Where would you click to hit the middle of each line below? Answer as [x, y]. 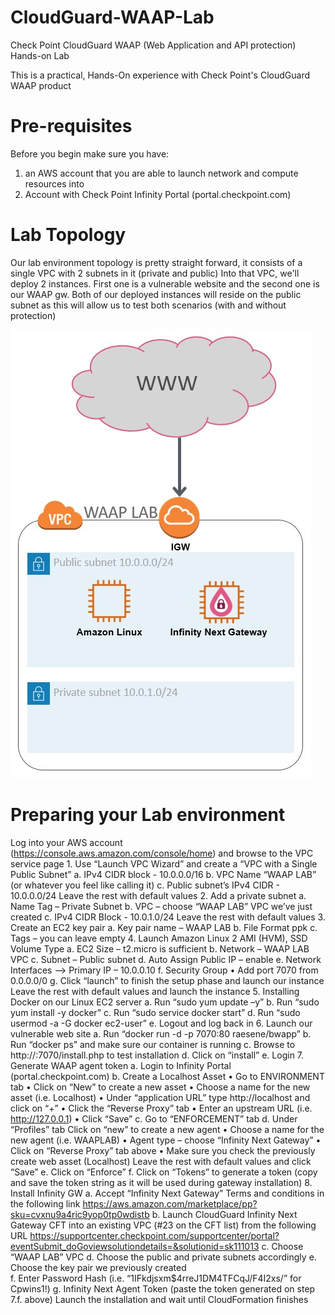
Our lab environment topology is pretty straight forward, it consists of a [156, 262]
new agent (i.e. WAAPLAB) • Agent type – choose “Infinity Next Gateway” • [166, 1140]
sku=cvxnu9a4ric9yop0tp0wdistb [80, 1214]
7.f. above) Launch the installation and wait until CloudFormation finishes [159, 1299]
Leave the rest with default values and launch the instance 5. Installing [155, 991]
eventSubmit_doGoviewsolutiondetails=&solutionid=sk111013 [135, 1246]
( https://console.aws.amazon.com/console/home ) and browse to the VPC [162, 853]
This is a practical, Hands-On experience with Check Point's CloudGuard [160, 75]
